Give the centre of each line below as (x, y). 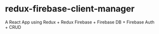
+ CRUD (13, 27)
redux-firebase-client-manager (70, 9)
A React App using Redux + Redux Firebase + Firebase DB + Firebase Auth (80, 22)
